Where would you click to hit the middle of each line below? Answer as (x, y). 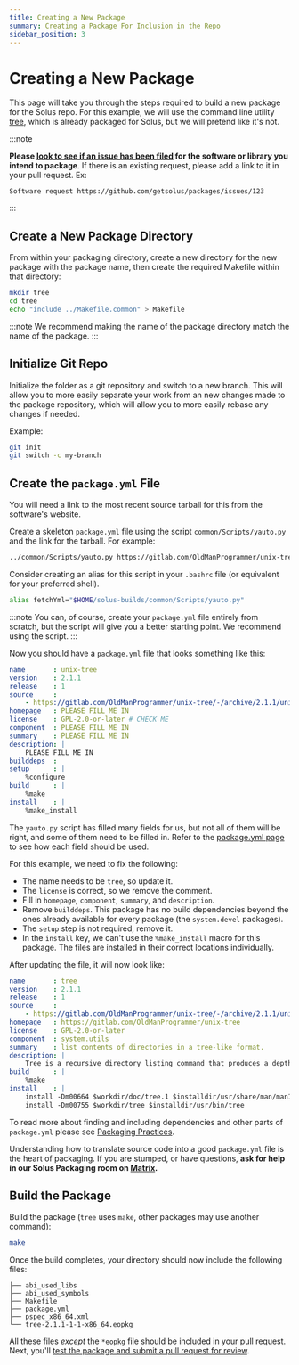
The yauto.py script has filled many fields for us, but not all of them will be (145, 827)
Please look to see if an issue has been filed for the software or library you (149, 156)
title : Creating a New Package (67, 17)
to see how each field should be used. (79, 846)
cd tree (24, 301)
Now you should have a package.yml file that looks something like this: (137, 653)
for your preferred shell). (54, 584)
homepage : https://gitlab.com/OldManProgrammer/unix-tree (125, 1022)
